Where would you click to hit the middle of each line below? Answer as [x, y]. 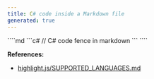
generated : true [31, 20]
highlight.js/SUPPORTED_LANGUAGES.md [79, 68]
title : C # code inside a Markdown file [66, 14]
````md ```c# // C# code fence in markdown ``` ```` [78, 40]
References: [26, 54]
